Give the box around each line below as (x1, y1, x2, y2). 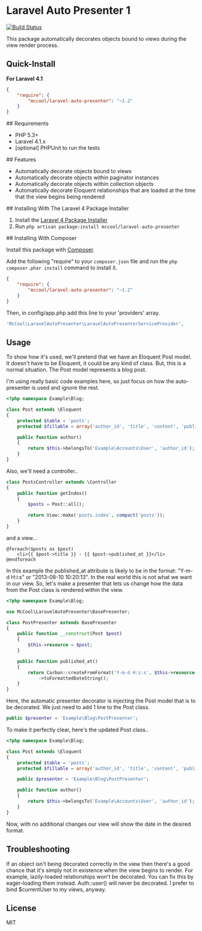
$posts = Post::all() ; (28, 502, 85, 508)
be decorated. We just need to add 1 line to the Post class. (6, 704, 150, 711)
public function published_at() (17, 658, 98, 665)
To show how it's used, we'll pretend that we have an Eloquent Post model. (6, 353, 192, 361)
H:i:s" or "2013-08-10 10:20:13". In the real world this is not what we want (11, 573, 192, 580)
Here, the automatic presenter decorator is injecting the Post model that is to (6, 697, 196, 704)
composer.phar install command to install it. (6, 264, 117, 271)
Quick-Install (6, 59, 56, 69)
